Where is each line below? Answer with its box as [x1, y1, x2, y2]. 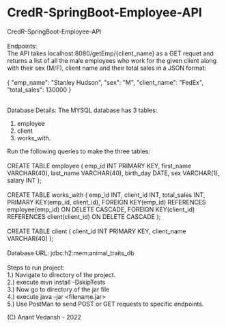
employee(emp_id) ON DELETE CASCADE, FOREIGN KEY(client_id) [7, 205, 195, 213]
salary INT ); [7, 176, 42, 184]
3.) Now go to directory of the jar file [7, 285, 110, 293]
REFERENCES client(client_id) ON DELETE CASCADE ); [7, 212, 161, 220]
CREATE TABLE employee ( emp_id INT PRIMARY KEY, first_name [7, 161, 192, 170]
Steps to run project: [7, 263, 65, 272]
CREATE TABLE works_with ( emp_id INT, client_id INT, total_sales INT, [7, 190, 206, 199]
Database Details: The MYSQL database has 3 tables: [7, 106, 158, 114]
